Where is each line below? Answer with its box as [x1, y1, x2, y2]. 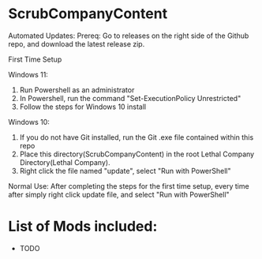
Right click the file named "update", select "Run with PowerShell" [19, 166, 231, 175]
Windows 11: [8, 69, 49, 79]
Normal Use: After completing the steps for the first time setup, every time [8, 181, 250, 190]
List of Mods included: [8, 218, 158, 235]
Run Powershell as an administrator [19, 84, 135, 95]
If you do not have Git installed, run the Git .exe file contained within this [19, 132, 254, 142]
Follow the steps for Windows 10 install [19, 102, 147, 111]
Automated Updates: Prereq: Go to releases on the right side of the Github [8, 31, 249, 40]
